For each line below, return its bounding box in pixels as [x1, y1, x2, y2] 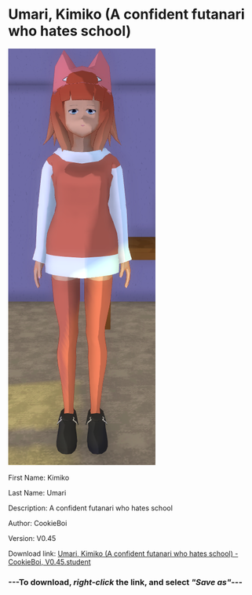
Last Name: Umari [8, 488, 67, 497]
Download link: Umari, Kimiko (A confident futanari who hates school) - [8, 549, 239, 558]
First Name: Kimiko [8, 473, 70, 482]
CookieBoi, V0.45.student [8, 557, 92, 566]
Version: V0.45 [8, 533, 57, 542]
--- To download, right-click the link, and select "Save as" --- [8, 576, 243, 587]
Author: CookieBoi [8, 518, 68, 528]
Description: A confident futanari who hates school [8, 503, 173, 513]
